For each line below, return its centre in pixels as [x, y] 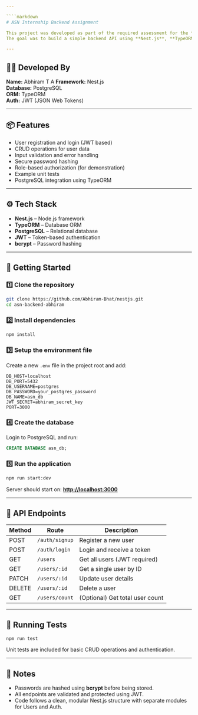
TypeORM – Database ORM [48, 224]
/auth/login [54, 549]
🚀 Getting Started [39, 268]
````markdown [22, 17]
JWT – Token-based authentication [57, 237]
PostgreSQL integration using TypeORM [63, 180]
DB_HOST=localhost [29, 376]
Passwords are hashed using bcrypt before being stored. [84, 688]
